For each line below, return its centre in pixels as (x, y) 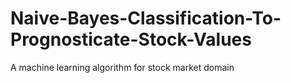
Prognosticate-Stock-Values (131, 39)
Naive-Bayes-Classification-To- (146, 18)
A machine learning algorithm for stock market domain (122, 67)
